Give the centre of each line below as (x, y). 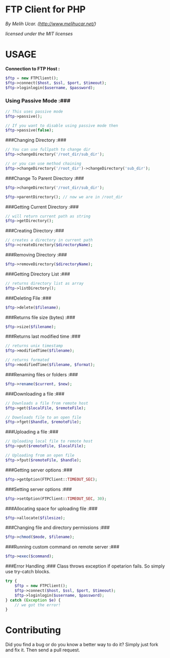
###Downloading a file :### (35, 394)
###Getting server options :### (39, 470)
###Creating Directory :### (35, 231)
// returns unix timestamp (34, 346)
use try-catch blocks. (28, 572)
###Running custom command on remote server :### (62, 547)
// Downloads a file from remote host (47, 403)
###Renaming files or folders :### (42, 374)
